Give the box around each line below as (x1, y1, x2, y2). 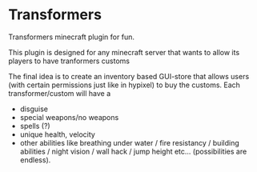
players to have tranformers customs (8, 56, 131, 66)
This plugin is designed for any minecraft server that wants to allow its (8, 47, 240, 57)
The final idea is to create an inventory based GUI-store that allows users (8, 71, 250, 81)
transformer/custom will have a (8, 88, 111, 98)
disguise (19, 104, 48, 114)
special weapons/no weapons (19, 112, 119, 122)
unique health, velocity (19, 130, 96, 139)
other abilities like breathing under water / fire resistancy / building (19, 138, 239, 147)
